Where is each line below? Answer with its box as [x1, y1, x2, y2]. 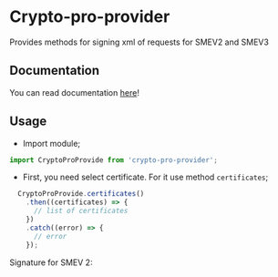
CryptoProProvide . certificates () [17, 190, 145, 199]
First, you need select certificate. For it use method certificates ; [22, 171, 269, 183]
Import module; [22, 138, 81, 149]
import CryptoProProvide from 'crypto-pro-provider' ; [9, 155, 219, 165]
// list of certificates [33, 207, 129, 216]
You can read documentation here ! [9, 87, 139, 97]
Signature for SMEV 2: [9, 257, 93, 268]
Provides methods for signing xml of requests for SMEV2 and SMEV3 [9, 36, 269, 47]
